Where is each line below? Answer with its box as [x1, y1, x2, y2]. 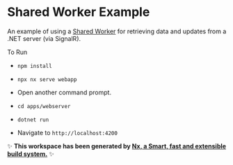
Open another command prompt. [17, 88, 112, 96]
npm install [17, 62, 52, 69]
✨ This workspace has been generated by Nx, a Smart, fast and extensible [7, 141, 227, 150]
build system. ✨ [7, 150, 54, 158]
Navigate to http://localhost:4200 [17, 128, 118, 137]
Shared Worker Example [7, 4, 150, 20]
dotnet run [17, 116, 49, 123]
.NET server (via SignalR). [7, 34, 81, 42]
